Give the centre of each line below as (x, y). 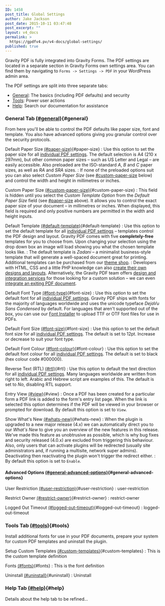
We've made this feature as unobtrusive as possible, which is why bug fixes (82, 435)
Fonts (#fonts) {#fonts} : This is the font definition (55, 566)
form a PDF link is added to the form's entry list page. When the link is (76, 399)
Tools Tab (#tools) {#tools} (37, 526)
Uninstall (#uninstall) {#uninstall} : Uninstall (48, 575)
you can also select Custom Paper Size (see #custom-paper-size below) (79, 175)
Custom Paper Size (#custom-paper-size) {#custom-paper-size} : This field (81, 190)
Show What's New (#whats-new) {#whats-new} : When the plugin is (74, 419)
